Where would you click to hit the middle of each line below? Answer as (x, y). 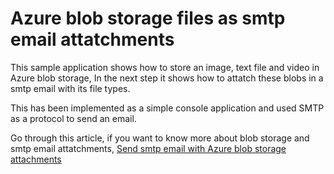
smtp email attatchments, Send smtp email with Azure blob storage (148, 148)
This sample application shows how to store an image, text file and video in (165, 67)
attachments (36, 159)
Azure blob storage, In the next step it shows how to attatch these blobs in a (167, 78)
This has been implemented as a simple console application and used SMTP (167, 108)
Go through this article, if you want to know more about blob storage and (160, 138)
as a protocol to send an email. (73, 118)
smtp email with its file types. (70, 88)
